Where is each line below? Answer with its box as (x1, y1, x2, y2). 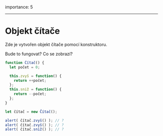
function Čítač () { (5, 60, 45, 65)
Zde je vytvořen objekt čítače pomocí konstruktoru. (5, 41, 108, 47)
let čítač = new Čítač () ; (5, 109, 57, 114)
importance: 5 (5, 4, 33, 10)
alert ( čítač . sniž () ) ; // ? (5, 127, 64, 132)
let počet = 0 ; (9, 65, 40, 70)
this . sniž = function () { (9, 87, 62, 92)
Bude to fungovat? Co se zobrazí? (5, 51, 73, 57)
